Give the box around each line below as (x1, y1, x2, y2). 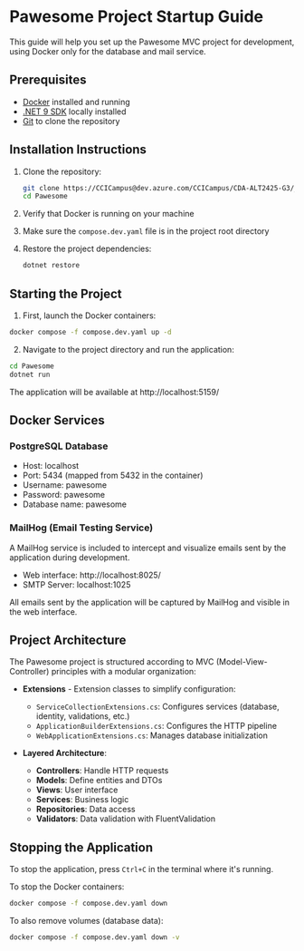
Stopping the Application (9, 839, 154, 855)
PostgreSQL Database (9, 440, 109, 452)
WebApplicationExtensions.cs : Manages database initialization (35, 730, 269, 741)
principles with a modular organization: (51, 666, 196, 677)
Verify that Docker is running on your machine (22, 209, 195, 219)
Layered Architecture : (22, 748, 107, 759)
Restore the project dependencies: (22, 243, 152, 255)
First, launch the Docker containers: (22, 310, 157, 321)
